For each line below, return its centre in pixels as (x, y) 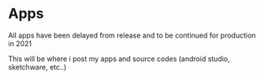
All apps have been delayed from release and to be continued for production (132, 35)
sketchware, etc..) (37, 66)
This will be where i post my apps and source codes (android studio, (119, 59)
